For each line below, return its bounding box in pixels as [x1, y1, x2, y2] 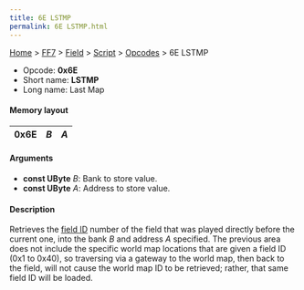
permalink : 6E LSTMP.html [9, 22, 108, 31]
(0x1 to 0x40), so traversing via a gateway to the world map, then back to [9, 253, 285, 264]
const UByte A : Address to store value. [22, 182, 171, 193]
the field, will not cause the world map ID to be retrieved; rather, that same [9, 263, 289, 274]
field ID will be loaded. [9, 273, 93, 284]
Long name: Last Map [22, 84, 105, 95]
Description [9, 203, 56, 214]
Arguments [9, 152, 54, 164]
